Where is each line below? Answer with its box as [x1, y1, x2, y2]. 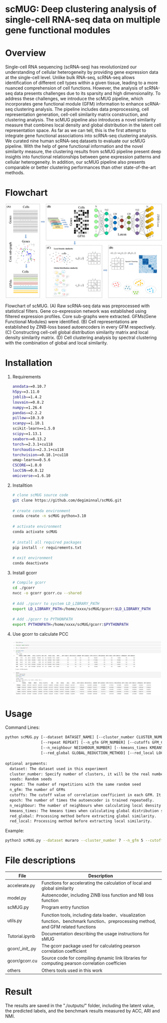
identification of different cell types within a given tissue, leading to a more [5, 80, 158, 86]
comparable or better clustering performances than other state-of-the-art [5, 164, 156, 170]
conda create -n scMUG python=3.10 [12, 514, 86, 519]
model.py [7, 895, 26, 901]
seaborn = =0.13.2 [12, 437, 46, 442]
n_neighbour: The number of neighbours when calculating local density [9, 803, 162, 808]
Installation [5, 357, 53, 369]
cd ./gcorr [12, 585, 35, 590]
